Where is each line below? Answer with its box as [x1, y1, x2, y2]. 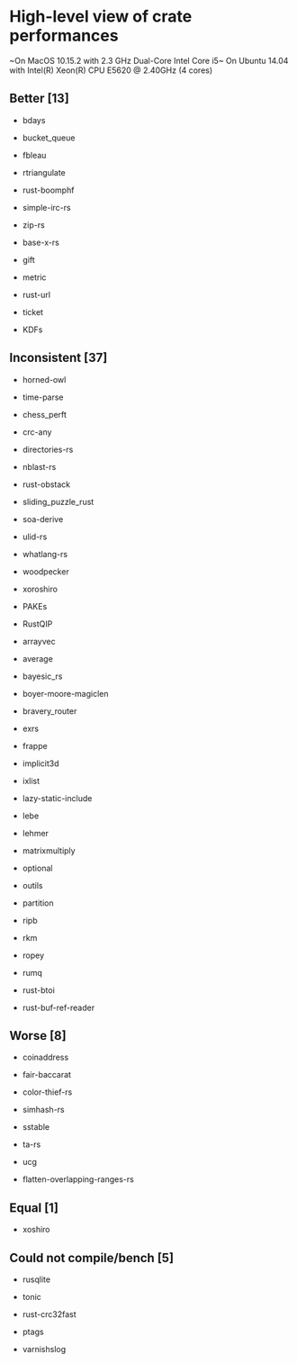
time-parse [22, 392, 65, 402]
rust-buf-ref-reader [22, 1002, 95, 1013]
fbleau [22, 149, 47, 160]
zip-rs [22, 219, 45, 230]
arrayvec [22, 636, 56, 646]
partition [22, 898, 54, 908]
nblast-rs [22, 461, 57, 472]
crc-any [22, 426, 52, 438]
